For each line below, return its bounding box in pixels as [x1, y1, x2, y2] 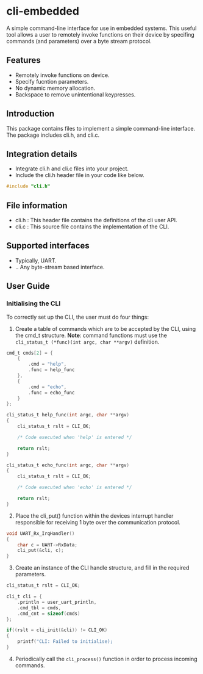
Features [6, 55, 41, 65]
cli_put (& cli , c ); [17, 548, 64, 554]
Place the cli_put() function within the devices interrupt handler [15, 512, 174, 520]
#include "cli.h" [6, 183, 51, 190]
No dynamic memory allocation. [15, 84, 96, 92]
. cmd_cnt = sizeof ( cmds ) [17, 611, 80, 617]
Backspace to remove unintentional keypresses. [15, 90, 136, 98]
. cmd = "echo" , [28, 383, 67, 390]
